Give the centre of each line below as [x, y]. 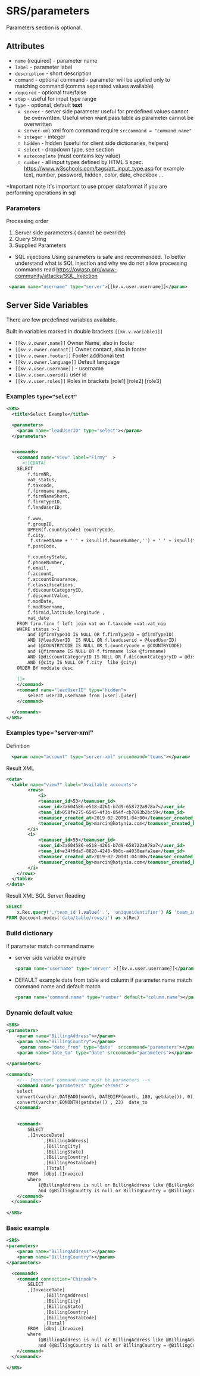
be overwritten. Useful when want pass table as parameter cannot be [109, 117]
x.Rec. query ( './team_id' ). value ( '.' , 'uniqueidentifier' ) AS [94, 913]
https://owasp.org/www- [87, 270]
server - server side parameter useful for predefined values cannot [106, 111]
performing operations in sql [41, 193]
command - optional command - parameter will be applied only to [93, 79]
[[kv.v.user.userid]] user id [51, 375]
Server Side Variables [47, 305]
